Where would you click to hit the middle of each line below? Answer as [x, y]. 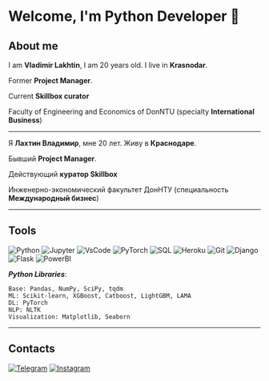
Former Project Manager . [51, 80]
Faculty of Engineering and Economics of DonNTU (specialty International [131, 112]
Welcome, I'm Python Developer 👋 [124, 16]
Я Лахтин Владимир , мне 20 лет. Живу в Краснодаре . [102, 143]
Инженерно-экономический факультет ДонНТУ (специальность [118, 190]
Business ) [25, 120]
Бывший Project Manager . [53, 158]
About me [33, 46]
